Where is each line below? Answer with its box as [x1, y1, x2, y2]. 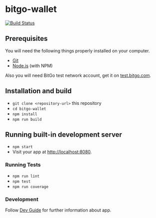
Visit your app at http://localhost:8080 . [12, 149, 92, 155]
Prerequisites [5, 34, 48, 43]
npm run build [12, 117, 42, 122]
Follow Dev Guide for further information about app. [5, 207, 112, 213]
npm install [12, 111, 37, 117]
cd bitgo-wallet [12, 106, 46, 111]
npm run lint [12, 174, 40, 179]
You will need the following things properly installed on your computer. [5, 47, 150, 53]
